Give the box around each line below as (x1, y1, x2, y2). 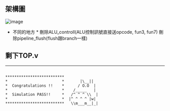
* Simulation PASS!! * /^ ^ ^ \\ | (5, 92, 99, 97)
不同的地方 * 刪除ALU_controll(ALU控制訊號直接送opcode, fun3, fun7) (12, 29, 158, 35)
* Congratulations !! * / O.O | (5, 83, 96, 88)
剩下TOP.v (5, 51, 39, 60)
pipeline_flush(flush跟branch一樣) (17, 35, 88, 41)
